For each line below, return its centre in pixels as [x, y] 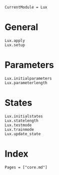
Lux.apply [15, 40]
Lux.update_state [23, 134]
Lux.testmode [18, 125]
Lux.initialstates [24, 116]
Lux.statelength [21, 121]
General [21, 27]
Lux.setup [15, 45]
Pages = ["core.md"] [26, 167]
